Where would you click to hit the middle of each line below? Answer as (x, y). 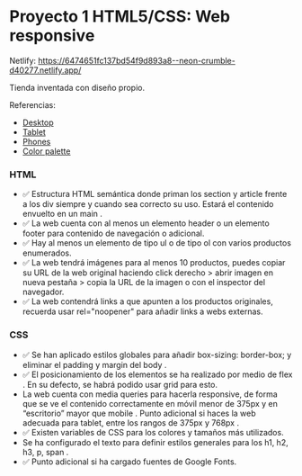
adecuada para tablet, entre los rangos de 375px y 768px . (131, 422)
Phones (36, 141)
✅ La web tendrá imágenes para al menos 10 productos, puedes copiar (154, 263)
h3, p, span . (45, 452)
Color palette (46, 151)
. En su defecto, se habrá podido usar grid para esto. (120, 384)
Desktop (38, 122)
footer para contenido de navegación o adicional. (113, 234)
